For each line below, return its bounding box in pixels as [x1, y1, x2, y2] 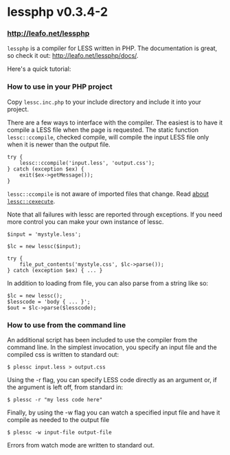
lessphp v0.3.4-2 [7, 4, 108, 20]
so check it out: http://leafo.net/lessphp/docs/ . [7, 52, 139, 60]
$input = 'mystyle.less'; [7, 231, 81, 238]
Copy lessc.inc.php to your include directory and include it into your [7, 98, 201, 106]
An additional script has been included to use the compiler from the [7, 336, 198, 344]
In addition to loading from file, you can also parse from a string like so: [7, 279, 209, 287]
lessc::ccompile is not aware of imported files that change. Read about [7, 190, 209, 198]
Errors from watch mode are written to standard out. [7, 441, 154, 450]
